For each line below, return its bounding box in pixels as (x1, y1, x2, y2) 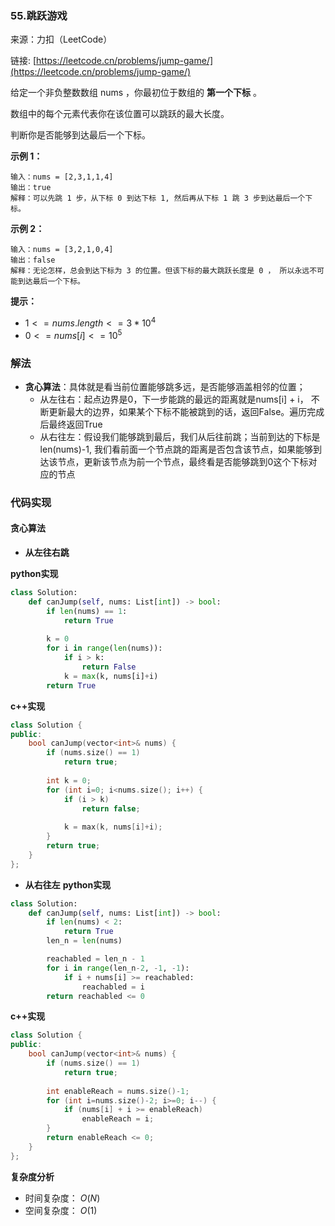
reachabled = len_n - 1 (46, 954, 145, 964)
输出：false (10, 255, 56, 266)
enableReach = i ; (81, 1114, 155, 1124)
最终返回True (48, 418, 103, 430)
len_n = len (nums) (46, 936, 123, 946)
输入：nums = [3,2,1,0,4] (10, 245, 114, 255)
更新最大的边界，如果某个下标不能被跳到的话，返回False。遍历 (48, 405, 308, 417)
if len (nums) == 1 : (46, 606, 128, 616)
